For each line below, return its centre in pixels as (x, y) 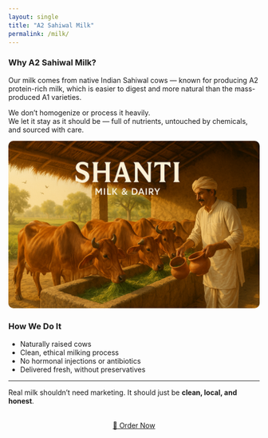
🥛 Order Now (134, 425)
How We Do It (35, 326)
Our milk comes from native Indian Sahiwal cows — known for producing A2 (134, 80)
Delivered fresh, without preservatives (83, 369)
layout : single (33, 17)
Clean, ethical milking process (69, 352)
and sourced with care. (46, 129)
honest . (21, 400)
